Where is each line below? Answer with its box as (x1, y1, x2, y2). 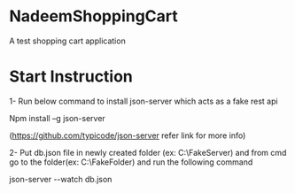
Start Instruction (9, 66, 133, 87)
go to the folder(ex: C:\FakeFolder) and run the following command (9, 157, 253, 167)
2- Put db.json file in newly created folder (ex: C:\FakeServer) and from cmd (9, 147, 287, 158)
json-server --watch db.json (9, 174, 113, 184)
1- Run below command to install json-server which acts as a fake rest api (9, 96, 278, 106)
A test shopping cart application (9, 35, 126, 46)
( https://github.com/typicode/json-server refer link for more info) (9, 130, 246, 141)
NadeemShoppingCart (9, 6, 179, 27)
